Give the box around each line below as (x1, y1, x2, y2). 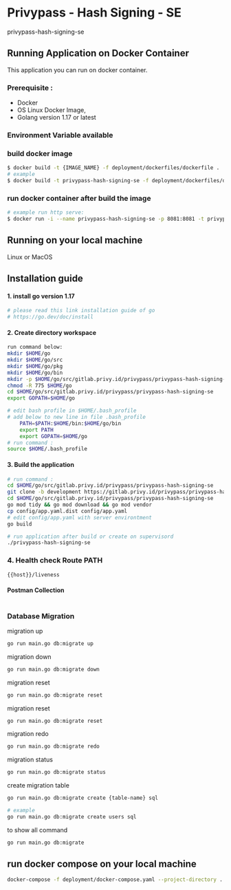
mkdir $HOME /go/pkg (7, 362, 63, 369)
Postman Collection (7, 586, 65, 594)
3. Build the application (7, 460, 74, 468)
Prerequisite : (7, 83, 54, 92)
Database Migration (7, 611, 75, 620)
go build (7, 521, 32, 528)
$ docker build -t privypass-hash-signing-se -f (7, 177, 149, 184)
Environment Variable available (7, 130, 113, 140)
